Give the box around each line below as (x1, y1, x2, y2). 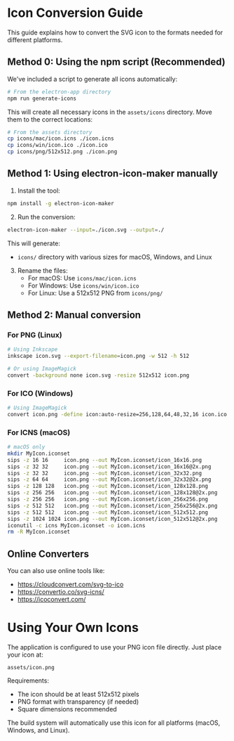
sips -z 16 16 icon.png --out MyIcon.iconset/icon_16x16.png (7, 456, 202, 463)
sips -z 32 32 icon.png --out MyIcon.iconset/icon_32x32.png (7, 470, 202, 477)
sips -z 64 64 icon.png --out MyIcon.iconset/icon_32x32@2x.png (7, 476, 212, 483)
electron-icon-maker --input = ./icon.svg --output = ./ (7, 226, 165, 233)
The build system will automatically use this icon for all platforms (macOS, (7, 719, 221, 727)
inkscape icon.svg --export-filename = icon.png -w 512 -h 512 (7, 353, 190, 360)
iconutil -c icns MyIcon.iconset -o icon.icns (7, 522, 146, 529)
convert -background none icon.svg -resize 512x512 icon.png (7, 371, 190, 379)
